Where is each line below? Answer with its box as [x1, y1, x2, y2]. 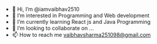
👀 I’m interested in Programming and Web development [11, 12, 150, 19]
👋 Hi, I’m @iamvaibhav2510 [11, 6, 80, 12]
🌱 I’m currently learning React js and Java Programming [11, 18, 151, 25]
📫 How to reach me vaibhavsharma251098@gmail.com [11, 32, 151, 38]
